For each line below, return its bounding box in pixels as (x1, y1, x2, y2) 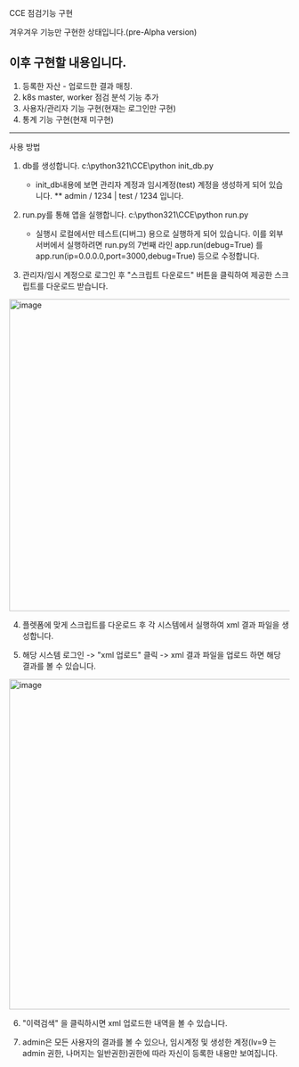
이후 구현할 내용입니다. (9, 55, 127, 70)
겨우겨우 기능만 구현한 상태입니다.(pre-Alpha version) (9, 27, 198, 37)
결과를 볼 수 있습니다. (21, 661, 96, 671)
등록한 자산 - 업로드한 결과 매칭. (21, 80, 133, 91)
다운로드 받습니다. (45, 280, 109, 291)
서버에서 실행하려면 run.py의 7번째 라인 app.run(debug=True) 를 (35, 239, 263, 250)
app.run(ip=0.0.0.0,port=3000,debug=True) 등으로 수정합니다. (35, 250, 260, 261)
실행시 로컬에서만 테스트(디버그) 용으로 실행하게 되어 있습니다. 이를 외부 (35, 228, 284, 239)
